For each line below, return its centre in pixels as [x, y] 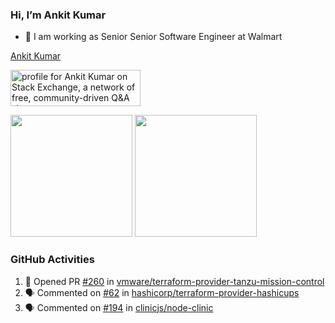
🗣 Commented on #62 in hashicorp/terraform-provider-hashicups [162, 292]
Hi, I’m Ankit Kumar [58, 15]
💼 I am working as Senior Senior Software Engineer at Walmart [153, 37]
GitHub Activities [52, 260]
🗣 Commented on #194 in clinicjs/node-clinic [119, 307]
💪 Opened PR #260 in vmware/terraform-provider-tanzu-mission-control [174, 281]
